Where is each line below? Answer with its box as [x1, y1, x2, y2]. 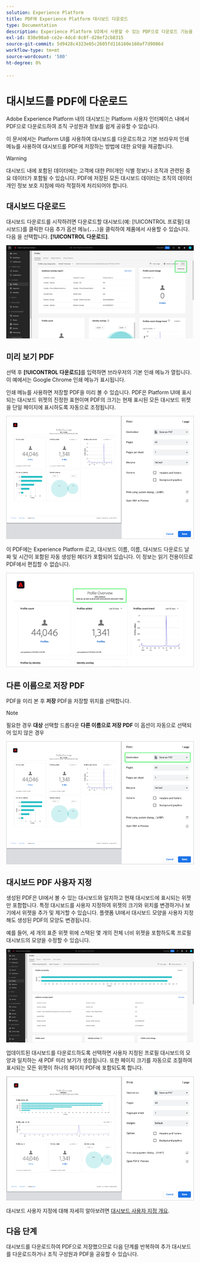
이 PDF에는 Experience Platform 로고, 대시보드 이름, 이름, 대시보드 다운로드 [6, 546, 183, 553]
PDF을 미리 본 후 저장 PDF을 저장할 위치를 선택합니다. [6, 697, 131, 704]
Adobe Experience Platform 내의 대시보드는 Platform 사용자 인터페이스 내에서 [6, 115, 189, 122]
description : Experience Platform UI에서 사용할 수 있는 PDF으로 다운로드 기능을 [6, 29, 193, 35]
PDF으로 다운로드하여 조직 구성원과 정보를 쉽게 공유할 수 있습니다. [6, 123, 160, 130]
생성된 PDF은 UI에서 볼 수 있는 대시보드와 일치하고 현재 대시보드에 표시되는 [6, 894, 180, 902]
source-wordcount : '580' [6, 54, 68, 60]
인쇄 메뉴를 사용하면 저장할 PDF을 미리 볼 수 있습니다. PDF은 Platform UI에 [6, 389, 180, 396]
